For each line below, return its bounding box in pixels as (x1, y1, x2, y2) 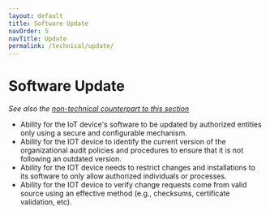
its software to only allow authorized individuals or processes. (19, 171, 227, 181)
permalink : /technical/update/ (8, 42, 114, 50)
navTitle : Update (8, 34, 67, 43)
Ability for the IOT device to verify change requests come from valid (19, 180, 247, 190)
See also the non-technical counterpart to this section (8, 104, 190, 114)
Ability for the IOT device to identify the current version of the (19, 137, 226, 147)
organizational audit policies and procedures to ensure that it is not (19, 145, 244, 155)
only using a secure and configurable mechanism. (19, 128, 188, 138)
